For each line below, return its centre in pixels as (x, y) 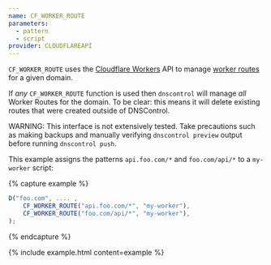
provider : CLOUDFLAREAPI (50, 46)
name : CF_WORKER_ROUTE (47, 16)
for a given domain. (41, 78)
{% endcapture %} (40, 237)
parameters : (28, 24)
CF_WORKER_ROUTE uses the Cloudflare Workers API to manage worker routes (134, 69)
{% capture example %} (49, 184)
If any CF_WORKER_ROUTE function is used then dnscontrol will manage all (127, 93)
